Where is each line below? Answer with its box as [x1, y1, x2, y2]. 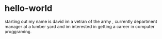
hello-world [4, 3, 53, 14]
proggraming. [4, 29, 32, 34]
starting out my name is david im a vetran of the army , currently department [4, 19, 157, 24]
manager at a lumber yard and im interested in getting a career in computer [4, 23, 155, 29]
